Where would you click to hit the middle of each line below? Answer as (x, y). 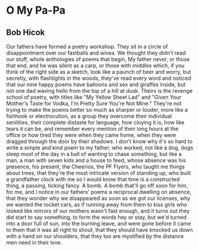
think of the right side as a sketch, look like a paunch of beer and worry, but (99, 72)
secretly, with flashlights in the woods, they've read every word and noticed (99, 78)
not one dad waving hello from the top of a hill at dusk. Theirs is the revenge (99, 91)
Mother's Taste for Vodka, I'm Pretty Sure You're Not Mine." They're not (94, 103)
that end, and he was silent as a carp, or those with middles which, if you (95, 65)
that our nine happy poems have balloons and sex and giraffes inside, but (96, 84)
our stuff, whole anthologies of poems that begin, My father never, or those (98, 59)
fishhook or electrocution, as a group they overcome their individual (89, 116)
